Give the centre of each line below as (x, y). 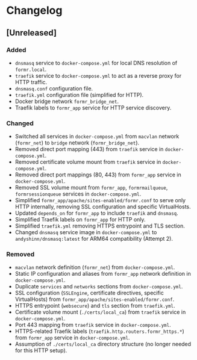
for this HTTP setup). (41, 350)
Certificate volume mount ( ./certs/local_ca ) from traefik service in (100, 312)
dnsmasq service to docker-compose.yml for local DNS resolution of (96, 63)
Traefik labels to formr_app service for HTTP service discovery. (93, 107)
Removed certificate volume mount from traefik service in (88, 162)
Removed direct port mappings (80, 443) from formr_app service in (98, 175)
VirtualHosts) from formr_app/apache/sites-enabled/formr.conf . (95, 299)
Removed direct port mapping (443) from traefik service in (89, 149)
